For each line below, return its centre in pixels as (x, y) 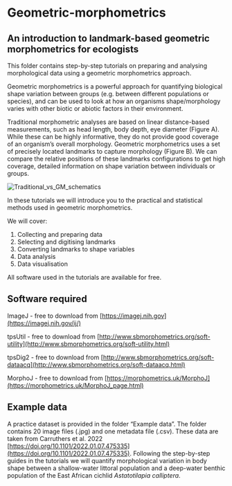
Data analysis (36, 256)
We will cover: (27, 221)
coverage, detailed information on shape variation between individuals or (111, 166)
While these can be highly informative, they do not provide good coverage (113, 137)
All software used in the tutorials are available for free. (84, 277)
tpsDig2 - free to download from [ (55, 357)
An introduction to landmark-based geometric (108, 38)
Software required (47, 299)
